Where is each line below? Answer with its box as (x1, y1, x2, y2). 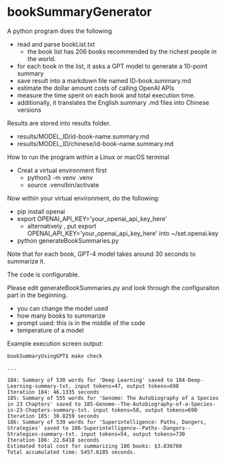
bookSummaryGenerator (7, 4, 152, 20)
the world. (27, 54, 56, 62)
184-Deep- (175, 377, 204, 383)
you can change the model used (16, 304, 108, 312)
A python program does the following (7, 27, 112, 35)
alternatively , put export (27, 222, 97, 230)
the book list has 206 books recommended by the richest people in (27, 47, 217, 56)
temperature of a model (16, 326, 84, 334)
